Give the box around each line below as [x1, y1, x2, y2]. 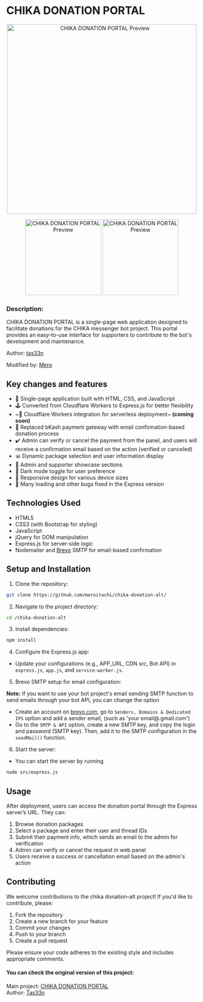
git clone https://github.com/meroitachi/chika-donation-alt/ [6, 591, 167, 598]
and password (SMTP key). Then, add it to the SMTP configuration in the [15, 728, 197, 735]
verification [15, 839, 44, 847]
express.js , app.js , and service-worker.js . [15, 666, 124, 674]
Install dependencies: [15, 625, 69, 633]
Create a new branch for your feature [15, 918, 108, 925]
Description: [6, 304, 44, 313]
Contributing [6, 877, 56, 887]
